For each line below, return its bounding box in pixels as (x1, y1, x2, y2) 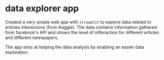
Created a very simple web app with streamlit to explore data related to (5, 19, 152, 25)
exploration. (5, 49, 30, 55)
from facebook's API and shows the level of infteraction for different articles (5, 29, 159, 35)
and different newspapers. (5, 35, 59, 40)
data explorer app (5, 3, 79, 14)
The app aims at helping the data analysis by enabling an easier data (5, 44, 144, 50)
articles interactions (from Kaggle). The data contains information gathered (5, 24, 158, 30)
